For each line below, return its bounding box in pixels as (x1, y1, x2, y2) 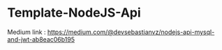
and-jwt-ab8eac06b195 (7, 35, 75, 43)
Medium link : (7, 28, 46, 36)
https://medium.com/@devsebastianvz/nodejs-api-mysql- (47, 28, 215, 36)
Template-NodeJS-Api (7, 5, 141, 21)
